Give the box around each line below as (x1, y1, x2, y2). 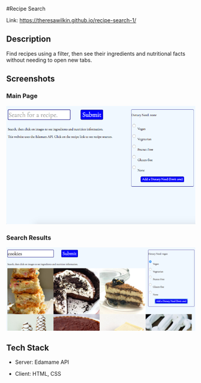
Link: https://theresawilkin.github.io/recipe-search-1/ (6, 17, 137, 23)
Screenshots (6, 74, 55, 84)
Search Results (6, 234, 52, 242)
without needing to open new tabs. (6, 56, 92, 64)
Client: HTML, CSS (14, 370, 61, 378)
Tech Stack (6, 342, 49, 353)
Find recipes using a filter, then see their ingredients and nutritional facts (6, 50, 186, 57)
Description (6, 34, 51, 44)
